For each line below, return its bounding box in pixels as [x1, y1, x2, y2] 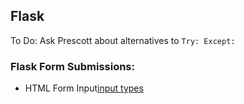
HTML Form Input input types [24, 82, 144, 94]
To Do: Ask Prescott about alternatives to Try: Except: [10, 34, 236, 46]
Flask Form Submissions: [10, 59, 135, 73]
